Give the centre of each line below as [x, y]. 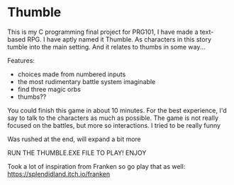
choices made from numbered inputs [72, 74]
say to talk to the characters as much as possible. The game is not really [113, 118]
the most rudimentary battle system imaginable [87, 81]
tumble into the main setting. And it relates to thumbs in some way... [106, 47]
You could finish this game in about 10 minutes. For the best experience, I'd [117, 110]
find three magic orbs [49, 89]
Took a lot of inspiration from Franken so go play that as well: [96, 166]
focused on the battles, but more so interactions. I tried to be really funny [114, 125]
